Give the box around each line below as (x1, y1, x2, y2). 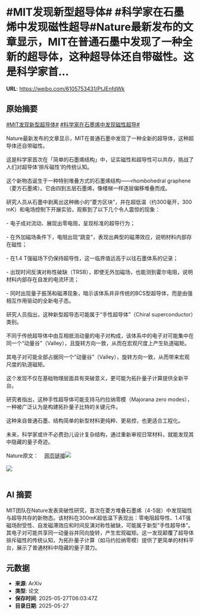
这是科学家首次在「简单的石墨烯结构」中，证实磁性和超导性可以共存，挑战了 (6, 156, 194, 163)
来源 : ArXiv (14, 580, 42, 587)
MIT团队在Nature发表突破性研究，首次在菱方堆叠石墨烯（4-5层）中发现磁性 (6, 507, 192, 514)
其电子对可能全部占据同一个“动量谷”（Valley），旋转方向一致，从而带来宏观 (6, 353, 190, 361)
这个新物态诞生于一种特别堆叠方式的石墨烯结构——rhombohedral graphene (6, 177, 192, 184)
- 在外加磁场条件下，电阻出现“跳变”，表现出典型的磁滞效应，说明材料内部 (6, 233, 187, 240)
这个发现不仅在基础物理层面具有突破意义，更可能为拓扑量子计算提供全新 (6, 374, 183, 381)
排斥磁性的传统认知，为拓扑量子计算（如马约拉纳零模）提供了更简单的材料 (6, 536, 189, 543)
